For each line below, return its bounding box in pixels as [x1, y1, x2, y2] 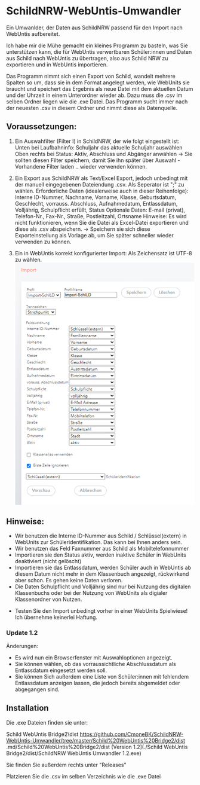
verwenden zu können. [14, 238, 72, 245]
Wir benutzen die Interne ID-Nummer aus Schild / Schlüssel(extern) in [14, 532, 187, 539]
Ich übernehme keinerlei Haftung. [14, 614, 97, 621]
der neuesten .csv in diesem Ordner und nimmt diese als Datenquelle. [6, 104, 178, 111]
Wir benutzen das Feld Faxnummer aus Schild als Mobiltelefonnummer [14, 545, 189, 552]
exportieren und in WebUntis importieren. [6, 61, 108, 68]
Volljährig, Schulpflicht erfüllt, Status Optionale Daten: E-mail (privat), [14, 206, 186, 213]
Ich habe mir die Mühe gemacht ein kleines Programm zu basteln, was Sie [6, 42, 188, 49]
